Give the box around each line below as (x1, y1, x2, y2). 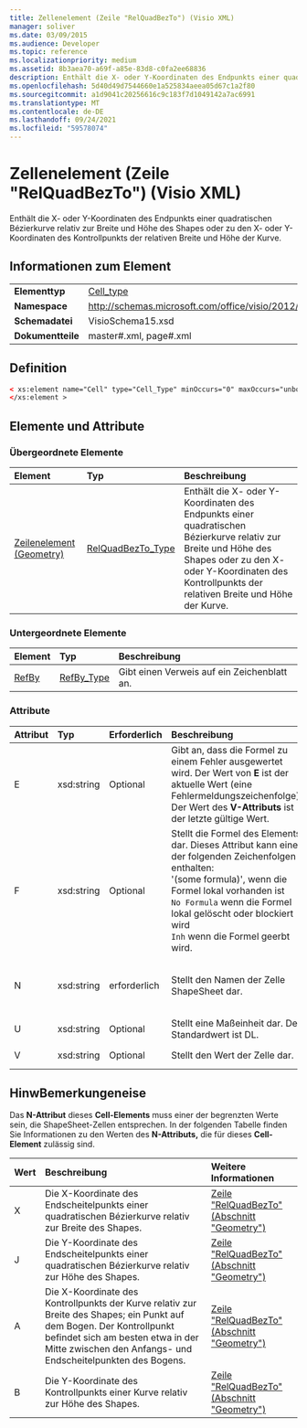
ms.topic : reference (9, 48, 89, 57)
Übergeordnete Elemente (9, 445, 123, 458)
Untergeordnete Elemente (9, 626, 127, 639)
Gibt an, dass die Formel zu (171, 743, 289, 756)
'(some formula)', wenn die (171, 872, 288, 885)
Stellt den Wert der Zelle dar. (171, 1049, 294, 1061)
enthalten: (171, 861, 215, 874)
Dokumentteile (14, 329, 79, 342)
